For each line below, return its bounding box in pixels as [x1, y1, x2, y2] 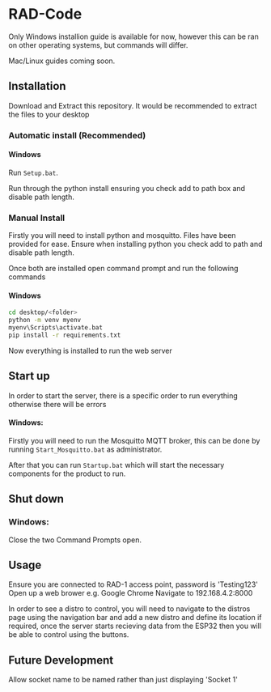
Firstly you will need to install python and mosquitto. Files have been [8, 231, 236, 240]
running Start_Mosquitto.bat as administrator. [8, 444, 163, 454]
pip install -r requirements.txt [8, 331, 121, 339]
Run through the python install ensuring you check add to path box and [8, 183, 245, 193]
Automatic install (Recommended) [8, 129, 146, 141]
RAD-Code [8, 5, 83, 23]
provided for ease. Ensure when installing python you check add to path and [8, 240, 263, 249]
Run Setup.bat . [8, 168, 58, 177]
